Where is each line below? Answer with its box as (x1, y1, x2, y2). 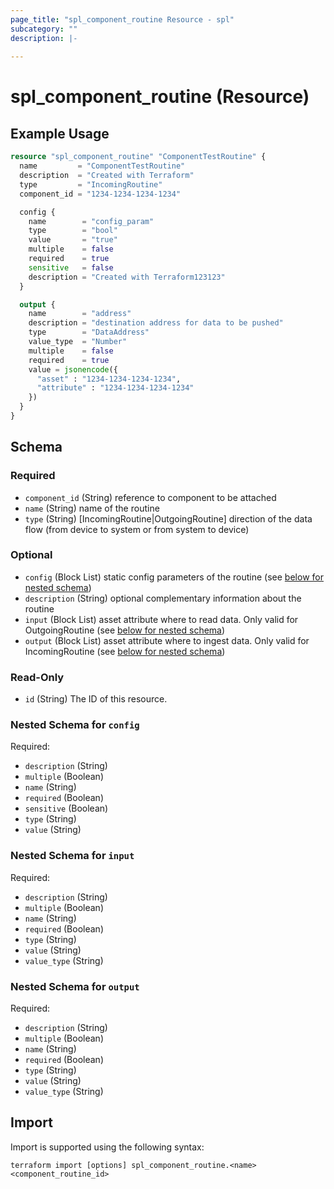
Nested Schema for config (10, 718, 140, 732)
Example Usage (10, 125, 110, 142)
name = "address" (28, 309, 132, 319)
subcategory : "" (10, 24, 78, 34)
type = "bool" (28, 226, 118, 236)
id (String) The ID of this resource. (24, 693, 168, 705)
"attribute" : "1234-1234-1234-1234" (36, 383, 195, 393)
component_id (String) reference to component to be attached (24, 491, 277, 503)
